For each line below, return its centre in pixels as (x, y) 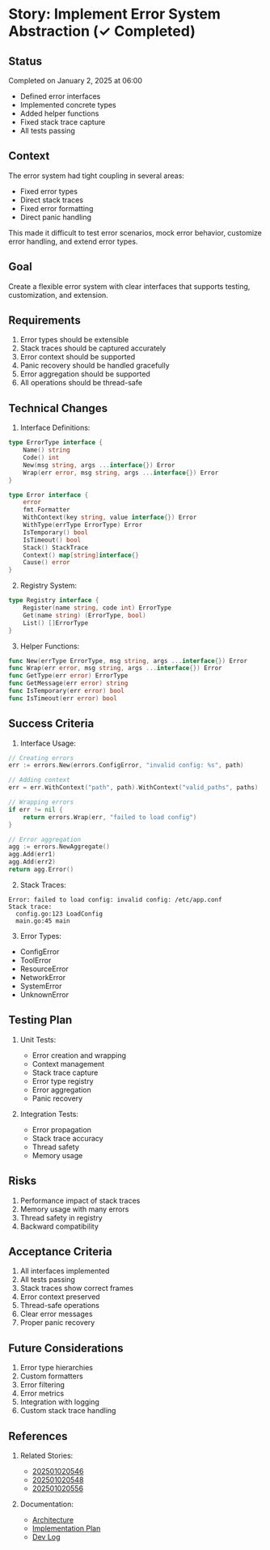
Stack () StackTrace (56, 547)
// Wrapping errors (41, 802)
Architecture (53, 1520)
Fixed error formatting (57, 208)
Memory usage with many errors (74, 1209)
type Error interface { (49, 495)
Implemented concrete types (68, 105)
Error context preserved (60, 1297)
